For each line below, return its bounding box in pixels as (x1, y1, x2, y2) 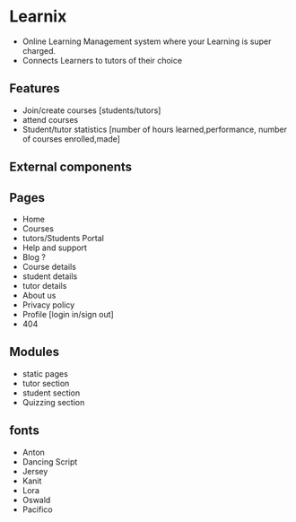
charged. (22, 45, 57, 56)
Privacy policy (22, 299, 75, 310)
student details (22, 271, 78, 282)
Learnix (9, 6, 67, 27)
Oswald (22, 494, 51, 505)
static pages (22, 368, 69, 378)
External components (9, 160, 133, 175)
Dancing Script (22, 456, 78, 467)
